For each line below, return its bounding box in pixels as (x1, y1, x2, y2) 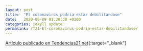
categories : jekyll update (5, 21, 63, 27)
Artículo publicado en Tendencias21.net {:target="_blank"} (5, 40, 127, 46)
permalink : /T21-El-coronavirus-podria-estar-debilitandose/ (5, 26, 138, 31)
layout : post (5, 7, 33, 13)
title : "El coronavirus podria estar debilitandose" (5, 12, 123, 17)
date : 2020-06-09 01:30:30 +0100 (5, 17, 81, 22)
